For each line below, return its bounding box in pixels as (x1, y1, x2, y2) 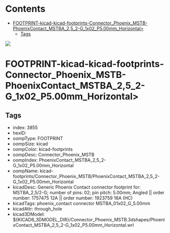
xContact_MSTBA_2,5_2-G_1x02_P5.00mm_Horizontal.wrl (12, 222, 134, 228)
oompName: (12, 168, 39, 174)
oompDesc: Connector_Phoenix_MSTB (12, 151, 95, 158)
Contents (5, 3, 46, 15)
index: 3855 (12, 124, 38, 131)
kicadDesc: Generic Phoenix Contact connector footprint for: (12, 184, 141, 190)
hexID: (12, 130, 27, 136)
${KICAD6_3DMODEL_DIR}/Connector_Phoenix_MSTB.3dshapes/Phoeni (12, 216, 165, 222)
